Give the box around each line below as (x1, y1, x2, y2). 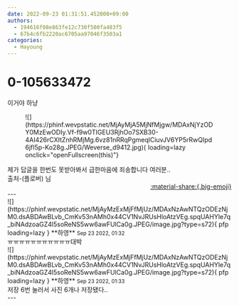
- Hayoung (14, 43, 43, 51)
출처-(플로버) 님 (7, 174, 51, 182)
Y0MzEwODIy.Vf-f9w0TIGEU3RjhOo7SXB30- (25, 127, 159, 136)
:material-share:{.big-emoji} (150, 182, 232, 191)
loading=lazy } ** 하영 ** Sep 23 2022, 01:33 (7, 276, 125, 285)
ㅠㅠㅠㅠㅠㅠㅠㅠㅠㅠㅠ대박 (7, 237, 83, 246)
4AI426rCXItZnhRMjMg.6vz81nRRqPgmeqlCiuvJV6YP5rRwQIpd (25, 135, 213, 144)
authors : (7, 17, 33, 24)
